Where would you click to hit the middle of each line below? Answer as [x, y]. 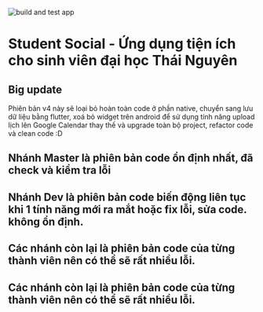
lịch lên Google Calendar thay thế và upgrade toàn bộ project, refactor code [131, 125]
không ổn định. [46, 221]
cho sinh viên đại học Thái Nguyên [123, 61]
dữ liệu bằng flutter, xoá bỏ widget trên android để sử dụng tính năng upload [131, 117]
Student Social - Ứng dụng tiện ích [122, 44]
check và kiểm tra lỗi [60, 170]
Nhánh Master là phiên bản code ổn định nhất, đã [131, 158]
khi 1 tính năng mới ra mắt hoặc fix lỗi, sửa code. [128, 209]
